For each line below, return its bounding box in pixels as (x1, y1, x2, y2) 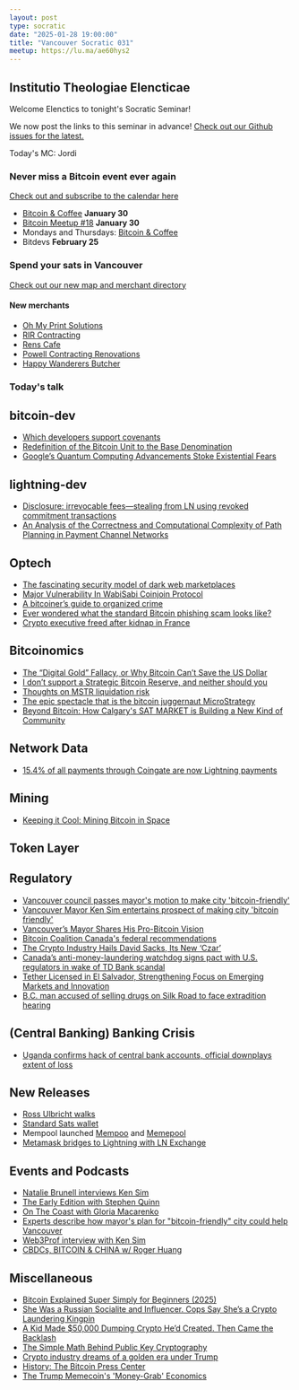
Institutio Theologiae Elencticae (9, 80, 191, 95)
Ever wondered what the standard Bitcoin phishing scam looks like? (21, 608, 272, 619)
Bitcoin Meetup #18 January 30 (21, 217, 141, 229)
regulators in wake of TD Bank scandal (21, 961, 166, 972)
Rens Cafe (21, 338, 61, 350)
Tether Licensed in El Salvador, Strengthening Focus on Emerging (21, 971, 264, 982)
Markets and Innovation (21, 980, 110, 992)
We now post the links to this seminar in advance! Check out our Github (9, 120, 273, 131)
